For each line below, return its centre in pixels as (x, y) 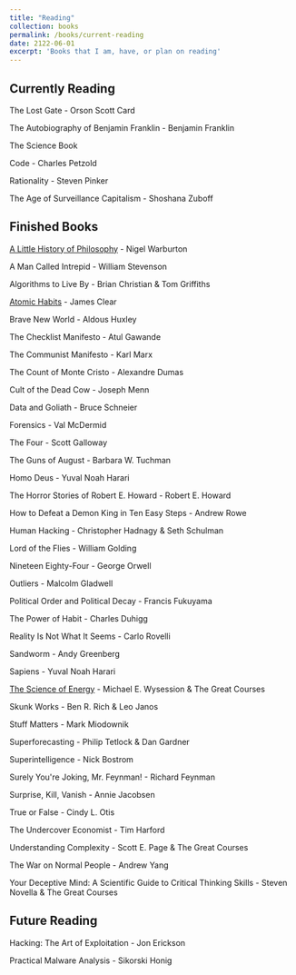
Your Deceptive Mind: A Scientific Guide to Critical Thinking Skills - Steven (148, 882)
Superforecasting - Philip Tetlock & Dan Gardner (100, 741)
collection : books (44, 26)
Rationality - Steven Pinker (59, 180)
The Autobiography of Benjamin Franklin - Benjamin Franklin (122, 127)
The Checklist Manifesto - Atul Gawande (85, 336)
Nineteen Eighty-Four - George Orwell (80, 565)
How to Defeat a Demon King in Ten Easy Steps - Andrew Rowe (128, 512)
